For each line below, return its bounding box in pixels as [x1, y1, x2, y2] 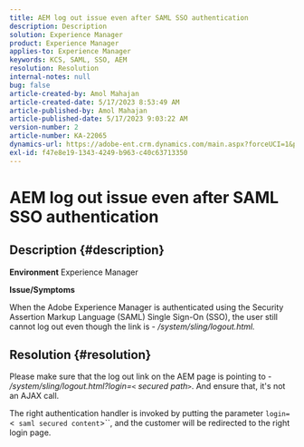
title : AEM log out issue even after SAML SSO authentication [9, 13, 249, 23]
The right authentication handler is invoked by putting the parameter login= [9, 408, 290, 419]
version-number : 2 [9, 123, 79, 132]
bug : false [9, 81, 51, 90]
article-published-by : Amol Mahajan [9, 106, 147, 115]
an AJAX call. [9, 391, 60, 402]
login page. [9, 427, 52, 438]
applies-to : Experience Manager [9, 47, 131, 56]
